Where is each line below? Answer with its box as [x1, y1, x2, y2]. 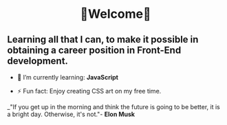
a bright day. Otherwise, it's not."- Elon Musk [7, 110, 136, 118]
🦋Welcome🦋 [80, 6, 151, 22]
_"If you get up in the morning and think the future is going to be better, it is [7, 103, 220, 111]
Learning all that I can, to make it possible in [7, 34, 199, 45]
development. [7, 55, 69, 67]
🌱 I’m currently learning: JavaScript [17, 73, 119, 81]
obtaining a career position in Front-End [7, 44, 182, 56]
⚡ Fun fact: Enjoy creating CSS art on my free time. [17, 87, 162, 95]
